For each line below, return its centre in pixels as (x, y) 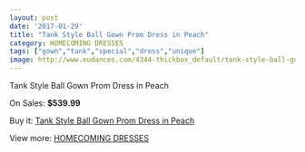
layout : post (34, 18)
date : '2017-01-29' (46, 26)
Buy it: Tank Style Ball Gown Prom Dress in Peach (102, 120)
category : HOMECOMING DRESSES (67, 43)
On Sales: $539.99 (45, 103)
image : (22, 60)
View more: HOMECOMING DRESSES (79, 138)
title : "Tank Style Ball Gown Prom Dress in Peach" (109, 34)
